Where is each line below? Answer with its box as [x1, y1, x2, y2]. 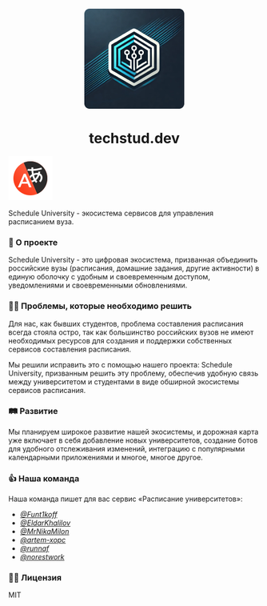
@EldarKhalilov [19, 518, 71, 528]
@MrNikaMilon [19, 527, 70, 536]
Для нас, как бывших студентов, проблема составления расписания [8, 319, 244, 328]
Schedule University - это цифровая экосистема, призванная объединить [8, 255, 258, 265]
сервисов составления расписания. [8, 344, 132, 354]
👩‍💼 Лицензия [8, 572, 62, 584]
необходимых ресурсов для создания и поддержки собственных [8, 335, 233, 345]
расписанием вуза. [8, 216, 74, 227]
